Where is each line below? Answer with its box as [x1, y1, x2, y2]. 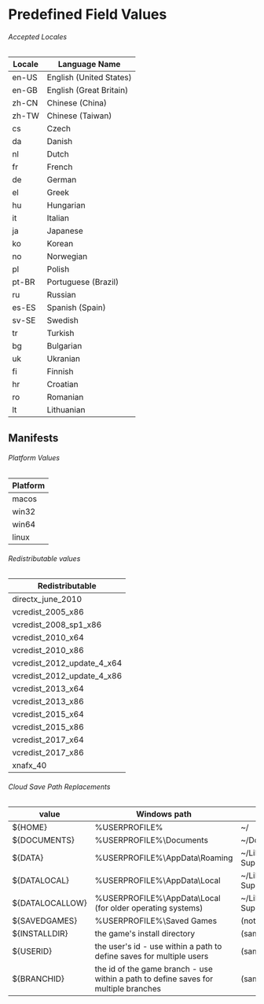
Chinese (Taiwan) [46, 110, 112, 121]
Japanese [46, 226, 84, 237]
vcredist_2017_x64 [12, 734, 84, 745]
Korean [46, 238, 74, 249]
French [46, 161, 73, 172]
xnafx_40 [12, 760, 47, 771]
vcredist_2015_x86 [12, 722, 84, 733]
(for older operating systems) [94, 902, 203, 914]
